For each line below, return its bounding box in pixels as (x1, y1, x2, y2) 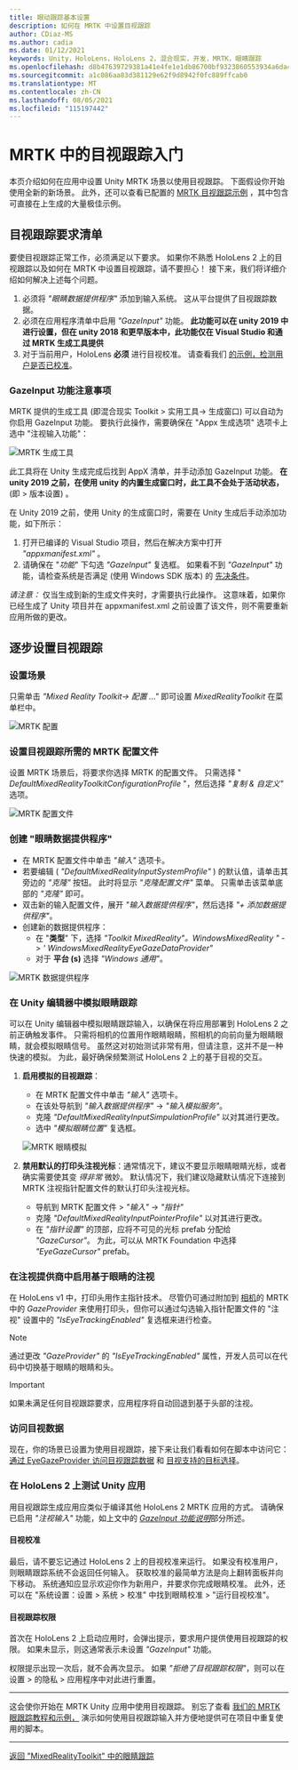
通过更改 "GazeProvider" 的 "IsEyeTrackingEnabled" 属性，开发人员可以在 (9, 1350, 280, 1361)
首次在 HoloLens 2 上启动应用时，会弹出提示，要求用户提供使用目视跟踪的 (9, 1633, 281, 1644)
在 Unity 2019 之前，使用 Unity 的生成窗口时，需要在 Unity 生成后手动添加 (9, 508, 279, 518)
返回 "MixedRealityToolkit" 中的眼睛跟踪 (9, 1750, 154, 1761)
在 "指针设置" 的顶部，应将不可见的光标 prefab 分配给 (35, 1223, 231, 1234)
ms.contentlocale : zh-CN (9, 87, 101, 96)
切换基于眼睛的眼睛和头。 (24, 1362, 118, 1373)
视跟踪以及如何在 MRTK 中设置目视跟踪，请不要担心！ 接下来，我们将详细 (9, 263, 279, 274)
